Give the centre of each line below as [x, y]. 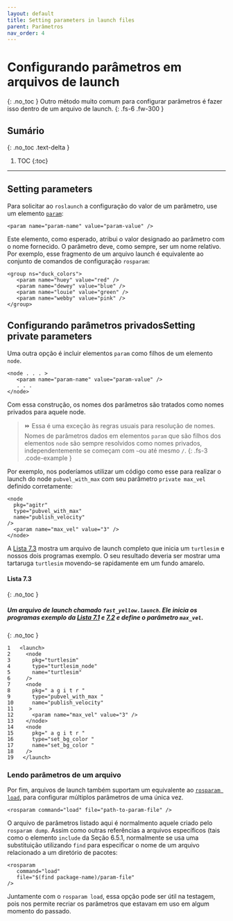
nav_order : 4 [26, 33]
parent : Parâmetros [35, 26]
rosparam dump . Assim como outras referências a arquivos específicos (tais [114, 831]
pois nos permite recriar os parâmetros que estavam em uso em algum [109, 904]
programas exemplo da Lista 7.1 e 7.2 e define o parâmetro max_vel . [105, 618]
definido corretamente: [40, 486]
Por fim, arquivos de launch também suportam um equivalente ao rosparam [114, 790]
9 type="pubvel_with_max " [55, 696]
